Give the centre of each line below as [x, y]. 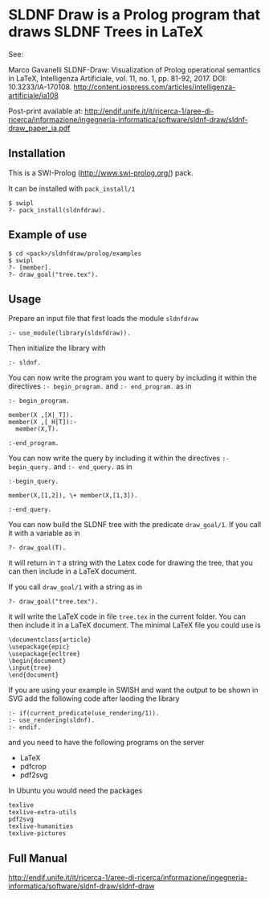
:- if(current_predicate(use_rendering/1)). [84, 714]
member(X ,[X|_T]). [41, 415]
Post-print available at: [46, 111]
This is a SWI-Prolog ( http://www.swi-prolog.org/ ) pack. [101, 173]
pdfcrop [33, 767]
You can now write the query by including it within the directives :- [119, 458]
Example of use [48, 235]
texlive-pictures [37, 834]
